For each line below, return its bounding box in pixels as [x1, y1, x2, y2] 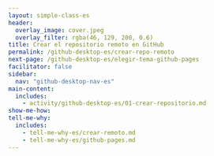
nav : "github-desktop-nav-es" [15, 77, 115, 85]
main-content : [8, 84, 55, 93]
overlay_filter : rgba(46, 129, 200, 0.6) [15, 33, 154, 42]
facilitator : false [8, 63, 73, 71]
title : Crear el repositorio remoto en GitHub [8, 41, 164, 49]
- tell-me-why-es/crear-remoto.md [22, 128, 136, 136]
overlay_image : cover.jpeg [15, 26, 104, 34]
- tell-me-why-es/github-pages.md [22, 136, 136, 144]
